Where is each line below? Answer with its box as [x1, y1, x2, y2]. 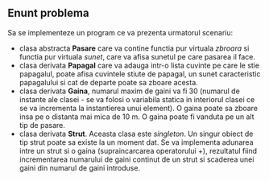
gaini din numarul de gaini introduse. [19, 162, 141, 172]
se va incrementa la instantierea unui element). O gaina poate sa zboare [19, 103, 259, 113]
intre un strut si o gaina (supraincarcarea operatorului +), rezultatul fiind [19, 146, 258, 155]
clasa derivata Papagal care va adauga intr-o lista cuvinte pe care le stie [19, 60, 259, 70]
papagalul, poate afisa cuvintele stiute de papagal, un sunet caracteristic [19, 68, 261, 79]
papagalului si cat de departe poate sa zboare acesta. [19, 77, 198, 87]
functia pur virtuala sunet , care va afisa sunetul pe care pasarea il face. [19, 51, 255, 61]
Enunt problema [7, 6, 89, 20]
